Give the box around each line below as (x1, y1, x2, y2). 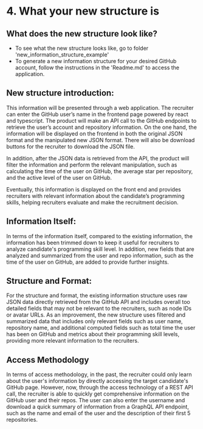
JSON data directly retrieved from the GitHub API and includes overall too (6, 298, 190, 306)
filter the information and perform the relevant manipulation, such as (6, 161, 177, 168)
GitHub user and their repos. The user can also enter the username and (6, 397, 185, 404)
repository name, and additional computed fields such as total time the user (6, 324, 196, 332)
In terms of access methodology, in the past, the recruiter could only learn (6, 371, 192, 378)
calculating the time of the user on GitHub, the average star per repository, (6, 167, 193, 174)
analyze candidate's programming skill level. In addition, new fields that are (6, 245, 194, 253)
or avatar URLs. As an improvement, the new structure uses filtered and (6, 311, 186, 318)
